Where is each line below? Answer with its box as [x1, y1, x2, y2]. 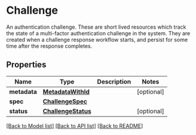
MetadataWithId [42, 87, 90, 96]
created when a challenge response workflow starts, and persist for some [6, 36, 188, 43]
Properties [6, 60, 47, 70]
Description [97, 77, 131, 85]
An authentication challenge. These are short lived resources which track [6, 23, 186, 30]
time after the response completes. [6, 42, 93, 50]
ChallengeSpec [42, 97, 88, 105]
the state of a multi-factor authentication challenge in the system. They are [6, 29, 191, 36]
